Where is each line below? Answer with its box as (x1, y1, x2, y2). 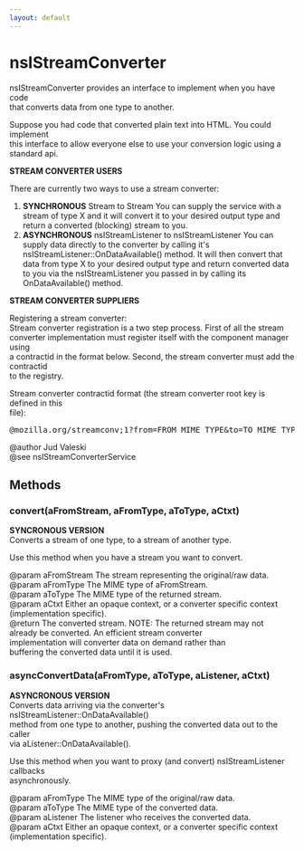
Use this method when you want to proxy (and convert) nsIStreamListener (9, 755, 285, 766)
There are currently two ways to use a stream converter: (9, 183, 220, 194)
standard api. (9, 148, 59, 158)
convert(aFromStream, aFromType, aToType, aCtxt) (9, 504, 240, 517)
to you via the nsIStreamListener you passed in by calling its (22, 268, 247, 279)
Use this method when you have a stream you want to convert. (9, 552, 243, 563)
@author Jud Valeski (9, 441, 87, 453)
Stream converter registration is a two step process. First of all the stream (9, 322, 284, 333)
